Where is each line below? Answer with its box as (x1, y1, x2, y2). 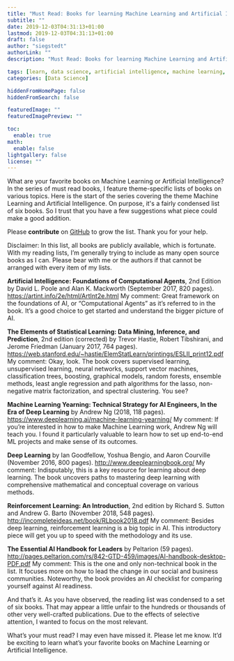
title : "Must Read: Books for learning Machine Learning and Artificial (7, 10, 223, 17)
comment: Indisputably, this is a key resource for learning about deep (7, 466, 207, 475)
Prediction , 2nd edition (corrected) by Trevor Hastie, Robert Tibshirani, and (7, 335, 224, 343)
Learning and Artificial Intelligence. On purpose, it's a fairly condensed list (7, 200, 220, 208)
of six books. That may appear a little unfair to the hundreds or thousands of (7, 603, 226, 611)
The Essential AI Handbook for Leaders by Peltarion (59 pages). (7, 545, 194, 554)
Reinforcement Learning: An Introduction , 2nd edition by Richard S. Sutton (7, 502, 225, 510)
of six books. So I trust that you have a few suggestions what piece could (7, 207, 217, 215)
